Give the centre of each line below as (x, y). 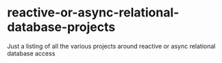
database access (31, 53)
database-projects (61, 27)
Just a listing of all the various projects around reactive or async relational (111, 46)
